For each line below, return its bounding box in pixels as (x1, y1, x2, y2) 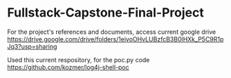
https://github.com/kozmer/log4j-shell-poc (7, 63, 129, 71)
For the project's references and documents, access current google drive (7, 28, 216, 36)
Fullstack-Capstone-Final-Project (7, 5, 204, 21)
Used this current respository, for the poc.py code (7, 55, 150, 64)
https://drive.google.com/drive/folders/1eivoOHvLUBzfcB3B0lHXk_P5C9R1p (7, 35, 224, 43)
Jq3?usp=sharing (7, 42, 57, 50)
